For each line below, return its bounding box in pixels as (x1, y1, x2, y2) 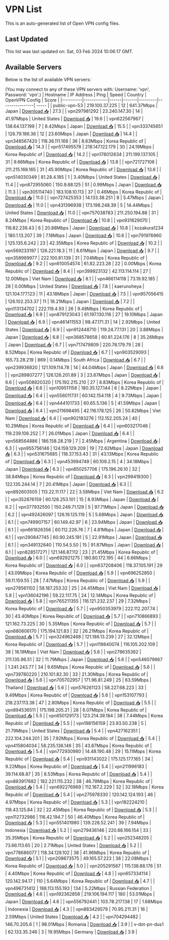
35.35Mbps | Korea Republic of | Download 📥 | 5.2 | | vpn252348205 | (5, 834, 152, 840)
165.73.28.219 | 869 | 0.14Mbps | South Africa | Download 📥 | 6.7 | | (5, 357, 146, 363)
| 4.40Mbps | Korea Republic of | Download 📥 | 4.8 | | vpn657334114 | (5, 870, 151, 876)
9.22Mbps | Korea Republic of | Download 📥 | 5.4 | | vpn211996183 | (5, 763, 147, 769)
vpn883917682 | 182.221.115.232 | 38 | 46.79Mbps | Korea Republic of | (5, 778, 153, 784)
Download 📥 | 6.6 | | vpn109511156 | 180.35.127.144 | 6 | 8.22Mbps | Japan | (5, 385, 162, 391)
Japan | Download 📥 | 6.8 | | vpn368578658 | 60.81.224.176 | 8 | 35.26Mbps (5, 334, 164, 340)
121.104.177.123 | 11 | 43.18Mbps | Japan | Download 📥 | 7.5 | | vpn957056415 (5, 290, 163, 296)
